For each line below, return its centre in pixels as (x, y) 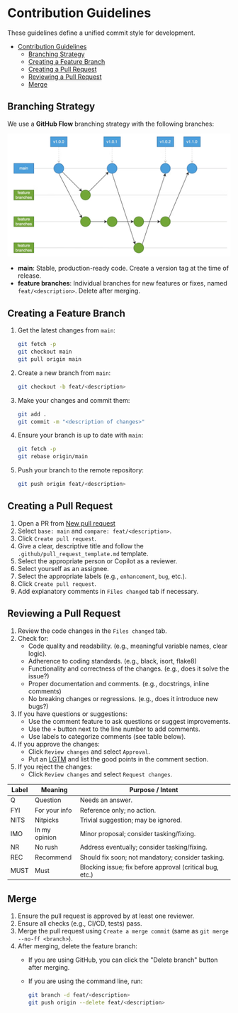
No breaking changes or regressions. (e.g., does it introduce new (123, 698)
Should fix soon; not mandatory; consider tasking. (152, 857)
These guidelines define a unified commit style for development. (101, 33)
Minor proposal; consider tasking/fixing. (138, 833)
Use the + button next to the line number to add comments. (114, 729)
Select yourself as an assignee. (63, 568)
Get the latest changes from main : (66, 330)
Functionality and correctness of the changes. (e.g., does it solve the (129, 668)
